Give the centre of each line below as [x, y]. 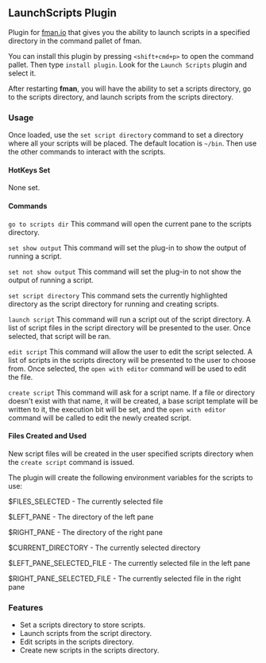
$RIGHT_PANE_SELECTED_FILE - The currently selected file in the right [125, 578]
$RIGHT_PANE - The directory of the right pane [85, 532]
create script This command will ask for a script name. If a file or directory [132, 392]
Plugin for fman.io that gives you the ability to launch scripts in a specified [129, 32]
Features [26, 607]
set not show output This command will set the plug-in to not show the [125, 271]
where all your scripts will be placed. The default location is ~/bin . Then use [133, 143]
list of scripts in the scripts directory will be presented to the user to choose [132, 360]
